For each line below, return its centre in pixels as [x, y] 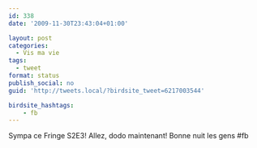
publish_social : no [41, 83]
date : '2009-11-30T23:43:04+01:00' [69, 23]
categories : [28, 45]
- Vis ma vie [38, 53]
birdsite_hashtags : [41, 105]
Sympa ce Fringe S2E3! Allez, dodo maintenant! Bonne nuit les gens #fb [128, 136]
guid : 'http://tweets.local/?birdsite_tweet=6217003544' [107, 91]
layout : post [30, 38]
